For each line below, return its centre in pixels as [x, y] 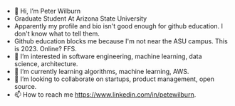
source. [25, 86]
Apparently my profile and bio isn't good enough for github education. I [118, 26]
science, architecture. [46, 64]
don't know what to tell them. [57, 33]
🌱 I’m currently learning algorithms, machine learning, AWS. [101, 71]
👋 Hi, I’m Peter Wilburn [47, 11]
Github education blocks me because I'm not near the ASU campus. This [121, 41]
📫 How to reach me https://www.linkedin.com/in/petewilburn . [105, 95]
